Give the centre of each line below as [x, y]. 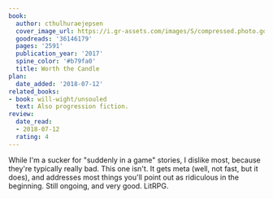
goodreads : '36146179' [54, 39]
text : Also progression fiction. [72, 106]
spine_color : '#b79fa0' [56, 62]
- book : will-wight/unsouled [58, 99]
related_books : [34, 91]
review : [22, 115]
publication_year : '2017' [60, 54]
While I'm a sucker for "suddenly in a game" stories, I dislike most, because [135, 160]
